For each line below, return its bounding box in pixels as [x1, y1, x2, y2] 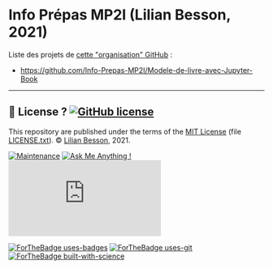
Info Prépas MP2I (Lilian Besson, [8, 6, 232, 24]
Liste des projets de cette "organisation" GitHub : [8, 49, 173, 59]
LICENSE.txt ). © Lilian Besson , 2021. [8, 135, 131, 145]
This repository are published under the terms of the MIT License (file [8, 126, 242, 136]
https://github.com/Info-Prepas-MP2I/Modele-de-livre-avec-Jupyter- [19, 65, 253, 75]
